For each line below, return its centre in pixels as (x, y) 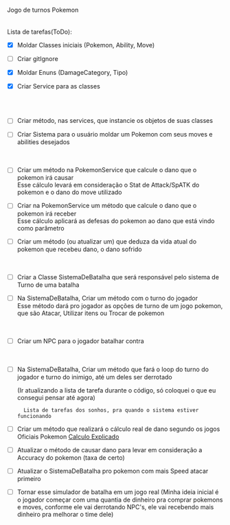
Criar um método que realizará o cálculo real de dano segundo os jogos (118, 429)
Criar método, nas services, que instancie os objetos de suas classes (115, 121)
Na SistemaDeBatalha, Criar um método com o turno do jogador (107, 298)
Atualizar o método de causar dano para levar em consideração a (110, 450)
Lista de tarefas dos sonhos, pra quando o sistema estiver (111, 410)
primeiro (29, 479)
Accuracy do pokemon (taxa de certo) (71, 457)
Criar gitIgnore (37, 59)
